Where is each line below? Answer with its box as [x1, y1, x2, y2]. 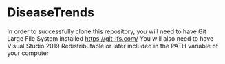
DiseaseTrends [7, 5, 95, 20]
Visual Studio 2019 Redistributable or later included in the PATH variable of [7, 42, 219, 50]
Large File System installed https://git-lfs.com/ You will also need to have [7, 34, 214, 42]
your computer [7, 49, 50, 57]
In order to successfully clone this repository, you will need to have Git [7, 27, 206, 35]
